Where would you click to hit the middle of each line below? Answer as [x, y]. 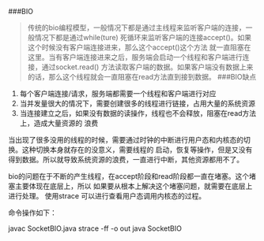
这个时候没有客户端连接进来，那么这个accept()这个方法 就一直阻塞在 [139, 47]
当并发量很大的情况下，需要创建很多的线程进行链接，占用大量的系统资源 [137, 103]
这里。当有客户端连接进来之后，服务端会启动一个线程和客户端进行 [135, 57]
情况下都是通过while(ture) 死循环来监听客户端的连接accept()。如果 [143, 37]
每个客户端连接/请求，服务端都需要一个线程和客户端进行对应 [118, 93]
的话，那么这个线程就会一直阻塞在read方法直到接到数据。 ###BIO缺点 [142, 77]
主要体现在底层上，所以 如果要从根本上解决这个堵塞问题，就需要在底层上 [134, 186]
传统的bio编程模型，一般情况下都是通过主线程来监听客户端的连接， [137, 28]
